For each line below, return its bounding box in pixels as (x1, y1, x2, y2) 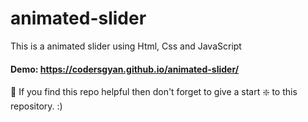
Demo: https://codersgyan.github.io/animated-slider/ (10, 63, 240, 75)
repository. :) (10, 100, 63, 112)
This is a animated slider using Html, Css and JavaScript (10, 40, 242, 52)
